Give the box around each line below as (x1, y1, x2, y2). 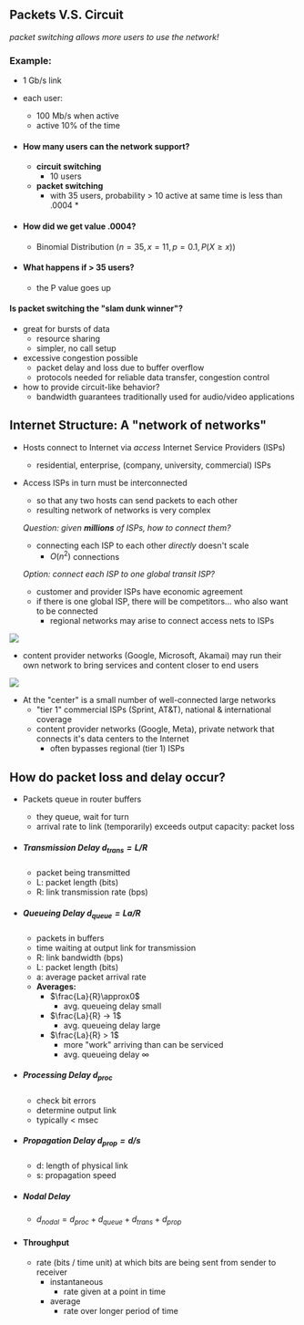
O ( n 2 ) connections (49, 549, 120, 562)
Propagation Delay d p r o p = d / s (22, 1135, 141, 1148)
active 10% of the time (35, 120, 121, 131)
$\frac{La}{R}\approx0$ (49, 990, 141, 1001)
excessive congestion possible (22, 352, 138, 363)
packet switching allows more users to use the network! (9, 31, 219, 42)
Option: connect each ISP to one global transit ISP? (22, 569, 216, 580)
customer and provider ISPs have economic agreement (35, 586, 243, 597)
